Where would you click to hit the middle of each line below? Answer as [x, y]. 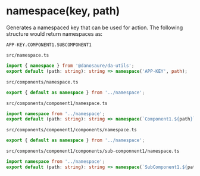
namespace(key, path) [63, 11]
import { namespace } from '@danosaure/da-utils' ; [70, 66]
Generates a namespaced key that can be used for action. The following [95, 27]
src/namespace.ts [28, 55]
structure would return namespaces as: [54, 33]
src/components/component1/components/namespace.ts [71, 130]
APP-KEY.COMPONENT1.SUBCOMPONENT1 [49, 45]
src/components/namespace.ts [42, 82]
